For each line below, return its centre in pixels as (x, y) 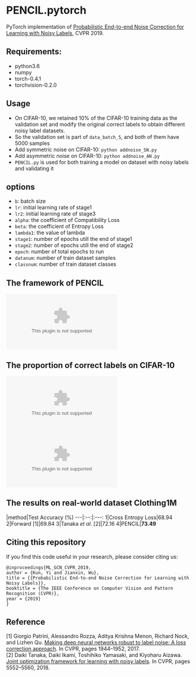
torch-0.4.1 (28, 78)
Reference (26, 622)
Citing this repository (46, 543)
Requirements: (34, 52)
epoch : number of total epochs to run (59, 252)
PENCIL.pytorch (46, 10)
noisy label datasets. (40, 131)
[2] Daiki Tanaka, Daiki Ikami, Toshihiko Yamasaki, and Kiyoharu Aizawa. (94, 655)
